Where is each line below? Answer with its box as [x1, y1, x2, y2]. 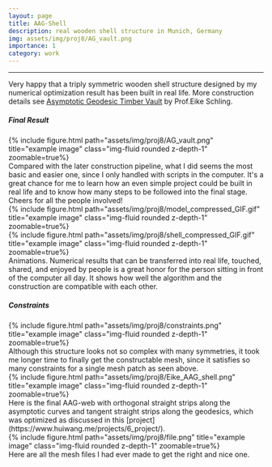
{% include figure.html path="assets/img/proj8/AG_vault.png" [8, 135, 214, 145]
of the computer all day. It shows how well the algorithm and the [8, 273, 223, 282]
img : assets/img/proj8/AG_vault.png [8, 34, 132, 43]
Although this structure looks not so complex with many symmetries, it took [8, 346, 261, 356]
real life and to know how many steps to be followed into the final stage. [8, 187, 249, 197]
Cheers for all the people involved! [8, 195, 123, 205]
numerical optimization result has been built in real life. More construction [8, 88, 254, 97]
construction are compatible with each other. [8, 281, 158, 291]
